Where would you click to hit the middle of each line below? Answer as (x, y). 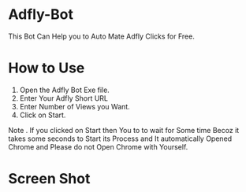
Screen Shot (49, 179)
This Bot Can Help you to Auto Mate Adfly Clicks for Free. (101, 36)
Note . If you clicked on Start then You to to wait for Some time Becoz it (124, 130)
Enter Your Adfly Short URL (64, 98)
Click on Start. (43, 115)
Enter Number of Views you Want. (75, 106)
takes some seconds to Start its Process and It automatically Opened (120, 138)
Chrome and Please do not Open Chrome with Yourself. (98, 146)
